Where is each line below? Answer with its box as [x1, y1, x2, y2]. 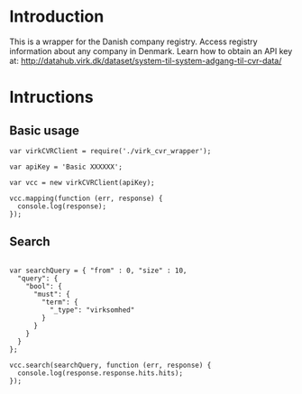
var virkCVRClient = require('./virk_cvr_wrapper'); [9, 146, 212, 155]
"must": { [32, 289, 70, 298]
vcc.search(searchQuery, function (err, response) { [9, 361, 212, 370]
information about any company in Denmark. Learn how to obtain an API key [9, 45, 293, 56]
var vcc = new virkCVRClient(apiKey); [9, 178, 155, 187]
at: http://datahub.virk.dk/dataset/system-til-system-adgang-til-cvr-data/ [9, 55, 282, 66]
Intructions [9, 87, 94, 107]
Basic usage [9, 123, 79, 138]
